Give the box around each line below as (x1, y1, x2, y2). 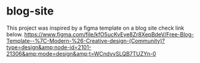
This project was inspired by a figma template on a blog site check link (6, 24, 185, 31)
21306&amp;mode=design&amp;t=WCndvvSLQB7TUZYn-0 (6, 50, 156, 57)
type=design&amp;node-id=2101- (6, 44, 92, 51)
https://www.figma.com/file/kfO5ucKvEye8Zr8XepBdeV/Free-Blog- (24, 30, 194, 38)
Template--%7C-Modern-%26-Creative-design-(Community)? (6, 37, 165, 44)
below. (6, 30, 23, 38)
